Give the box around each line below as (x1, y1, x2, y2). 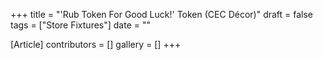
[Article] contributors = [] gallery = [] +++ (10, 39, 182, 50)
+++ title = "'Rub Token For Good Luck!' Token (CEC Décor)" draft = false (10, 9, 314, 20)
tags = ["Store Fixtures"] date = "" (10, 19, 152, 31)
